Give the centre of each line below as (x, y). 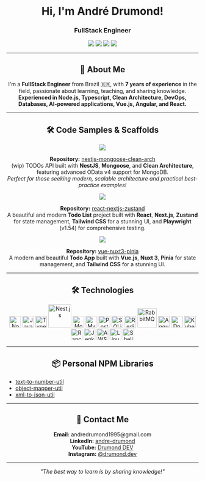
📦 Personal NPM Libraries (103, 364)
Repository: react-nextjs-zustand (103, 209)
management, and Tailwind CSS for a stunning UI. (103, 264)
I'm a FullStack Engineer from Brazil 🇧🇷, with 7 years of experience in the (103, 84)
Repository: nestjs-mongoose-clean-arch (103, 159)
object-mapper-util (39, 388)
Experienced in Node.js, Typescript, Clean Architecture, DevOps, (103, 98)
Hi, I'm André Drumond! (103, 11)
